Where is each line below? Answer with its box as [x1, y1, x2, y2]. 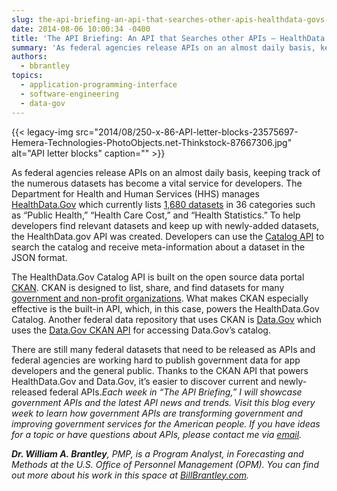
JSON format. [11, 251, 68, 263]
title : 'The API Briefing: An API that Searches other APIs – [11, 33, 276, 43]
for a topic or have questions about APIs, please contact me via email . [11, 428, 303, 440]
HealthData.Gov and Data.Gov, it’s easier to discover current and [11, 375, 277, 387]
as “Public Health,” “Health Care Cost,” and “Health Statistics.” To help [11, 209, 301, 221]
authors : [11, 52, 48, 62]
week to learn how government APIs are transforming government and [11, 407, 303, 419]
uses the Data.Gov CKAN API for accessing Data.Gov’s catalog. [11, 324, 271, 336]
